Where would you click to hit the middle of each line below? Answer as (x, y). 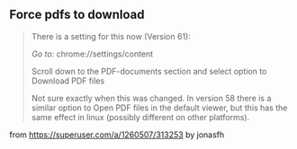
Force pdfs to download (77, 15)
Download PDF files (68, 81)
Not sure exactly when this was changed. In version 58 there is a (151, 98)
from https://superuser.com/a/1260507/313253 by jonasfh (117, 135)
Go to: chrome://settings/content (92, 54)
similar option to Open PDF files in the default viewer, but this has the (159, 108)
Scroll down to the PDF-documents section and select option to (149, 71)
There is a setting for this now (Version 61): (111, 36)
